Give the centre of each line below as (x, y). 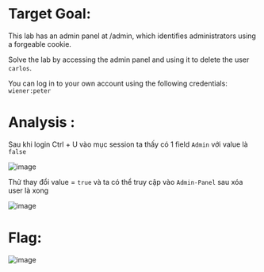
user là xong (29, 190)
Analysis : (42, 123)
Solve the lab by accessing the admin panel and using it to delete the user (129, 59)
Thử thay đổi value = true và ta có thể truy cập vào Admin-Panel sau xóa (126, 182)
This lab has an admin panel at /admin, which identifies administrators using (132, 36)
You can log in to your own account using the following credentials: (118, 83)
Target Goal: (50, 14)
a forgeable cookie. (40, 44)
